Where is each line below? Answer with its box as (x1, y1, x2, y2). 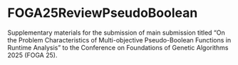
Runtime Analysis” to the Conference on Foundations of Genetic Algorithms (7, 43, 229, 52)
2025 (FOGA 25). (7, 51, 58, 59)
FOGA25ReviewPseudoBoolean (7, 5, 198, 21)
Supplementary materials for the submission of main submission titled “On (7, 28, 226, 37)
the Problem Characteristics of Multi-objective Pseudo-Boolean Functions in (7, 35, 232, 44)
